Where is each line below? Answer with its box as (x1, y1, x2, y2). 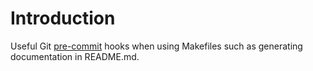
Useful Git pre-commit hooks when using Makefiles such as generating (10, 40, 303, 52)
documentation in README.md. (10, 50, 140, 62)
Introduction (10, 7, 116, 30)
